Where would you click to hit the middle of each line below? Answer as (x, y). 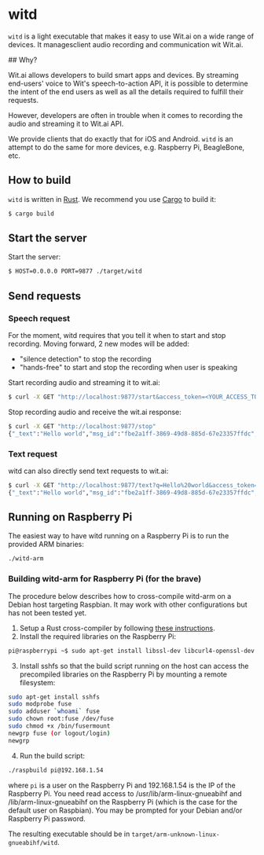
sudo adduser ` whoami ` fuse (54, 712)
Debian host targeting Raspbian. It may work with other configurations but (128, 604)
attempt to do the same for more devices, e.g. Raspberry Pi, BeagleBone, (126, 147)
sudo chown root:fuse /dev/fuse (61, 719)
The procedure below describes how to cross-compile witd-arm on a (120, 596)
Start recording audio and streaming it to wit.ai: (84, 382)
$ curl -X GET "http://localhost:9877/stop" (82, 426)
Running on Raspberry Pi (70, 517)
